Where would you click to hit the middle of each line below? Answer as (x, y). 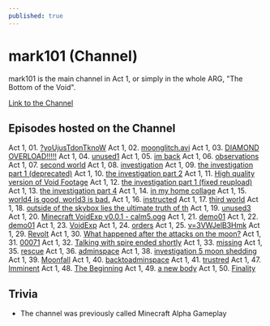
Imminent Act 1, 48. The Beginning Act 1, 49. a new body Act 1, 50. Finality (132, 268)
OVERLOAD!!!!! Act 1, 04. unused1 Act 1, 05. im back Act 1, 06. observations (134, 157)
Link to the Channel (41, 103)
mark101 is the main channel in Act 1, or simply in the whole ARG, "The (126, 79)
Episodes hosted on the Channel (92, 128)
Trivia (23, 294)
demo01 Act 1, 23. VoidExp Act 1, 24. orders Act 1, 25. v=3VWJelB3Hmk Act (134, 225)
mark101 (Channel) (73, 56)
